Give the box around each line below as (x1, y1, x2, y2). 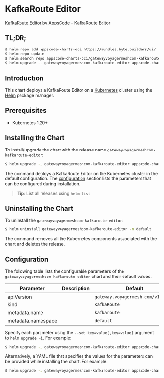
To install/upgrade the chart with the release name (5, 147, 106, 152)
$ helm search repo (5, 56, 45, 61)
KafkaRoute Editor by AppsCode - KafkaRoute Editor (5, 20, 111, 25)
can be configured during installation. (5, 180, 81, 187)
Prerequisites (5, 106, 47, 115)
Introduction (5, 74, 44, 82)
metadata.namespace (7, 317, 58, 324)
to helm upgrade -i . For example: (5, 335, 72, 341)
